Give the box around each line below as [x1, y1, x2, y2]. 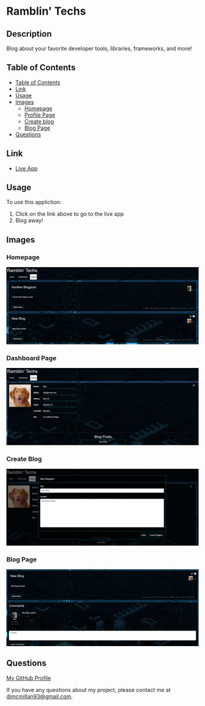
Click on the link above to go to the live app [15, 210, 124, 218]
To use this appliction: [6, 199, 62, 206]
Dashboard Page [6, 353, 57, 362]
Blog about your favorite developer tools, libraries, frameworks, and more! [6, 45, 192, 52]
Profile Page [24, 111, 56, 119]
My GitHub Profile [6, 674, 51, 682]
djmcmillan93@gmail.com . [6, 693, 73, 700]
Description [6, 29, 52, 39]
